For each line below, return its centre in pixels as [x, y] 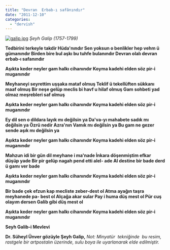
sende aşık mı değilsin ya [32, 131]
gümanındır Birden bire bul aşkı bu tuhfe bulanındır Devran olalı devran [81, 54]
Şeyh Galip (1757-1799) [54, 38]
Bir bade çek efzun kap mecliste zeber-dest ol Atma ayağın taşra [75, 191]
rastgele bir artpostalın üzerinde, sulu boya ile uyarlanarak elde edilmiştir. [82, 242]
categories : [18, 19]
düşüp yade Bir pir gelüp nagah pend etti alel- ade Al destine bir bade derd [85, 161]
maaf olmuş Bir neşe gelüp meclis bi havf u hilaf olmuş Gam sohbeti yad [82, 90]
